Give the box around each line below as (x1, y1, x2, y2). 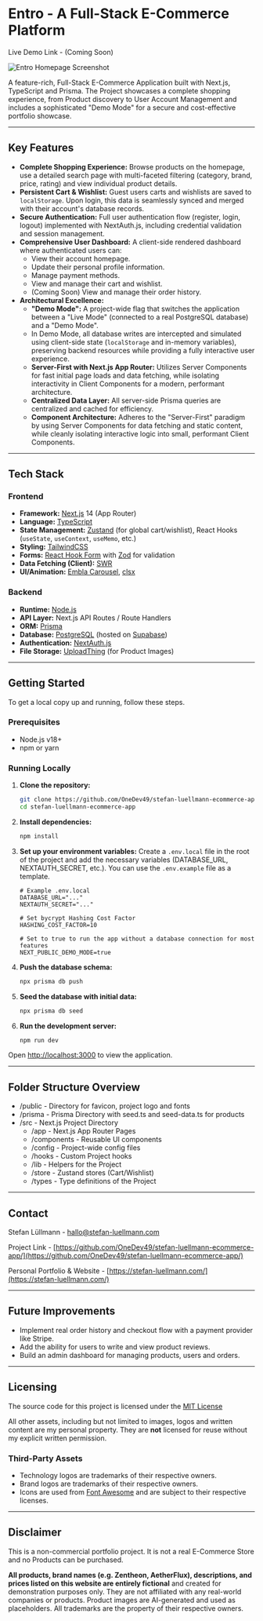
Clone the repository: (19, 780, 91, 790)
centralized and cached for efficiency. (31, 403, 154, 413)
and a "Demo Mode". (31, 320, 99, 330)
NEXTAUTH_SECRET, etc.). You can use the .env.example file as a (19, 863, 232, 872)
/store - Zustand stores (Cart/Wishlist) (31, 1168, 154, 1177)
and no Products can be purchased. (8, 1555, 124, 1564)
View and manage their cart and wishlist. (31, 279, 163, 288)
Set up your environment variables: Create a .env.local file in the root (19, 846, 250, 856)
